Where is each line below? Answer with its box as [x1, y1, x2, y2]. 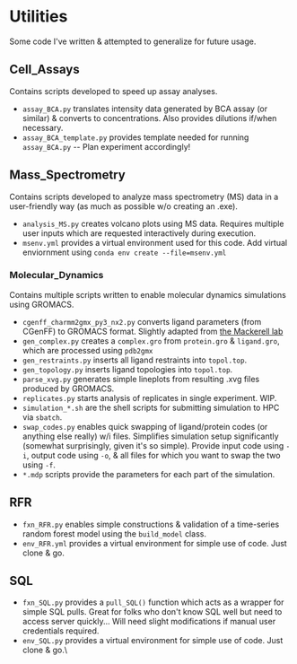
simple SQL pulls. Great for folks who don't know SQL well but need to [22, 607, 283, 617]
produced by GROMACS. [22, 383, 115, 394]
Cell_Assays [9, 62, 81, 77]
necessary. [22, 122, 64, 133]
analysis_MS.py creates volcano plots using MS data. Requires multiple [22, 218, 284, 229]
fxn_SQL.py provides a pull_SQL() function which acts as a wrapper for [22, 597, 284, 607]
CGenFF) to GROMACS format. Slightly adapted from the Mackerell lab [22, 326, 284, 336]
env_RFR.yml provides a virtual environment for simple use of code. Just [22, 537, 287, 548]
